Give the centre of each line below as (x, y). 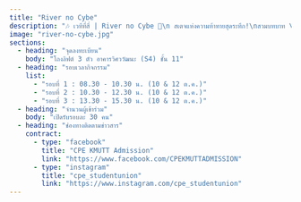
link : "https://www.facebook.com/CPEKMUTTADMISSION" (142, 159)
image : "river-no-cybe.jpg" (62, 34)
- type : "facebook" (69, 142)
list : (36, 76)
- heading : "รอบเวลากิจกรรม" (64, 68)
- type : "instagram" (71, 167)
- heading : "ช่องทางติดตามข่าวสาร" (70, 126)
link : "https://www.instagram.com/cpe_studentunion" (142, 184)
